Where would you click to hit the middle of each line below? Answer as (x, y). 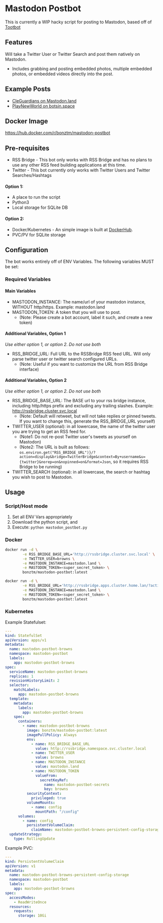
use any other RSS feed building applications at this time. (69, 165)
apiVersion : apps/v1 (26, 640)
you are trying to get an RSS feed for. (49, 431)
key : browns (56, 789)
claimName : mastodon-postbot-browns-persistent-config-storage (96, 830)
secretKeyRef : (54, 780)
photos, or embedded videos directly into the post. (63, 74)
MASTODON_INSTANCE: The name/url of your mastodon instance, (79, 302)
